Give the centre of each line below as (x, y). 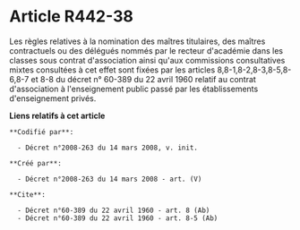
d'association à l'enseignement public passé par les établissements (134, 89)
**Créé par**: (36, 163)
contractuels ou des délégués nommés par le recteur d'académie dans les (146, 50)
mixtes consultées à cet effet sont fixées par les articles (112, 70)
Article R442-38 (72, 17)
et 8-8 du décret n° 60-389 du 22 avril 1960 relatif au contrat (144, 79)
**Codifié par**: (42, 132)
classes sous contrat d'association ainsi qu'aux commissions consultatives (147, 60)
